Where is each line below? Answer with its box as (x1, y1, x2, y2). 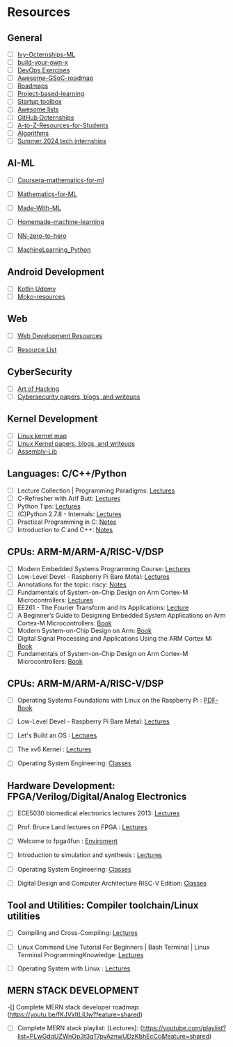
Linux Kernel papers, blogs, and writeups (17, 439, 136, 447)
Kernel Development (7, 413, 99, 425)
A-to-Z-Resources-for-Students (17, 121, 109, 129)
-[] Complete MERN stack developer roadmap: (7, 1003, 140, 1012)
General (7, 32, 43, 44)
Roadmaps (17, 81, 49, 90)
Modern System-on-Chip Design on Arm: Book (17, 627, 152, 635)
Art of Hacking (17, 384, 60, 393)
